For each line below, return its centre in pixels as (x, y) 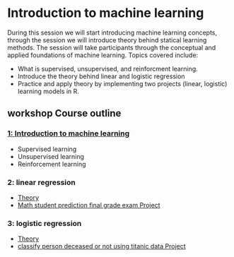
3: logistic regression (45, 223)
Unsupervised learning (51, 156)
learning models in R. (48, 91)
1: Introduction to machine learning (69, 133)
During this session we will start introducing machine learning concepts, (112, 32)
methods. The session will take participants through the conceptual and (112, 47)
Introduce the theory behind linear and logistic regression (101, 76)
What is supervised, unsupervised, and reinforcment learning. (107, 68)
